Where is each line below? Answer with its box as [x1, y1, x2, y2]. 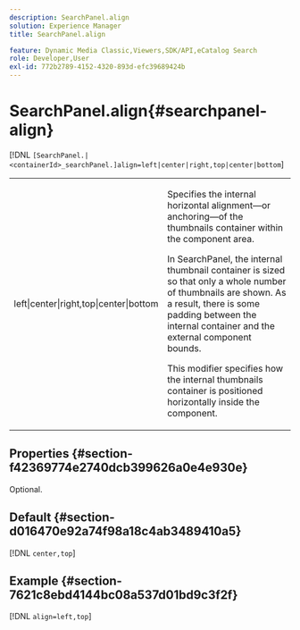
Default [9, 510, 52, 525]
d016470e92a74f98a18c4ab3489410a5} [9, 524, 242, 539]
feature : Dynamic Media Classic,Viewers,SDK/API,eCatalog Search [9, 46, 257, 55]
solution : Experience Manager [9, 21, 122, 30]
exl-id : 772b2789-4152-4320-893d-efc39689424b [9, 63, 186, 71]
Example [9, 573, 59, 588]
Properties [9, 446, 70, 461]
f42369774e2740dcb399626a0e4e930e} [9, 460, 248, 475]
